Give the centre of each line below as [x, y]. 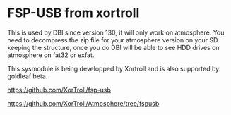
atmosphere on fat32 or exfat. [51, 55]
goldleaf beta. [28, 76]
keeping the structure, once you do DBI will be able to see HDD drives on [114, 47]
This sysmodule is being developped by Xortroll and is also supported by [113, 68]
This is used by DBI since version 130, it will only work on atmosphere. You [116, 32]
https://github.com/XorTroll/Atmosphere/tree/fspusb [83, 103]
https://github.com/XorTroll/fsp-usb [59, 90]
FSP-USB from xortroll [73, 13]
